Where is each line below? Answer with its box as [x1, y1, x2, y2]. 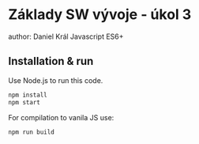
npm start [8, 98, 41, 106]
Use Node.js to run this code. [8, 75, 103, 85]
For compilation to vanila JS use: [8, 112, 115, 122]
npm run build [8, 128, 55, 136]
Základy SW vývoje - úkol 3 [8, 6, 192, 24]
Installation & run [8, 55, 94, 68]
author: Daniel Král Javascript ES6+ [8, 32, 124, 41]
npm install [8, 91, 47, 99]
